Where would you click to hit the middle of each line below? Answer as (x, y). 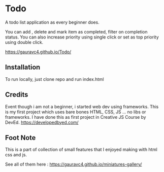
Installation (23, 67)
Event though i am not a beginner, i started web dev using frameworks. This (82, 106)
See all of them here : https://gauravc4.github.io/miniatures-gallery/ (74, 164)
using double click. (24, 42)
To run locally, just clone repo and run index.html (55, 79)
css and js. (16, 155)
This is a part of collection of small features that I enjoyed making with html (81, 150)
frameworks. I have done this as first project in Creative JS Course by (76, 117)
